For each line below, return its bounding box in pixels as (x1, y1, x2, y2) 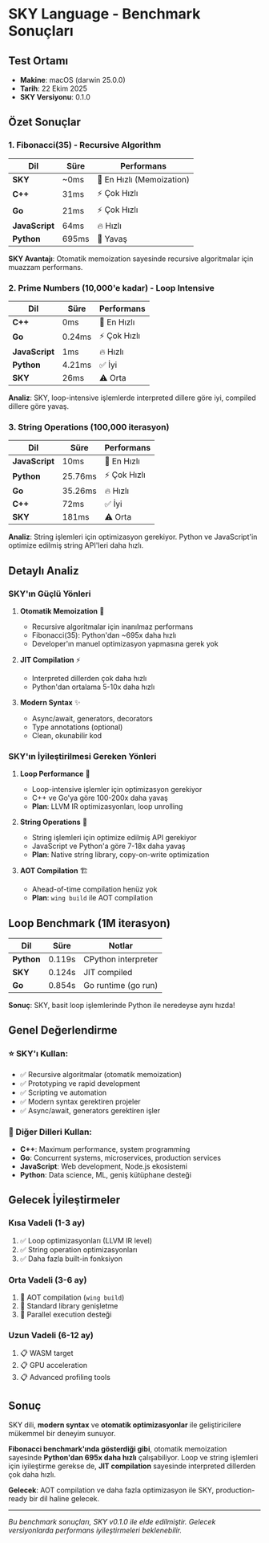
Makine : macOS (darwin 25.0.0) (19, 76, 126, 84)
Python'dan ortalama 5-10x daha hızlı (31, 682, 155, 692)
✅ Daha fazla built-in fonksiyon (19, 1254, 122, 1263)
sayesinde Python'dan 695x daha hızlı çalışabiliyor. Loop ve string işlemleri (8, 1453, 259, 1463)
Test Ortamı (8, 54, 69, 67)
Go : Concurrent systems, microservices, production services (19, 1153, 222, 1163)
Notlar (108, 941, 134, 952)
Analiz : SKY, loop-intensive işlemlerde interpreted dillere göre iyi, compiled (8, 393, 256, 402)
